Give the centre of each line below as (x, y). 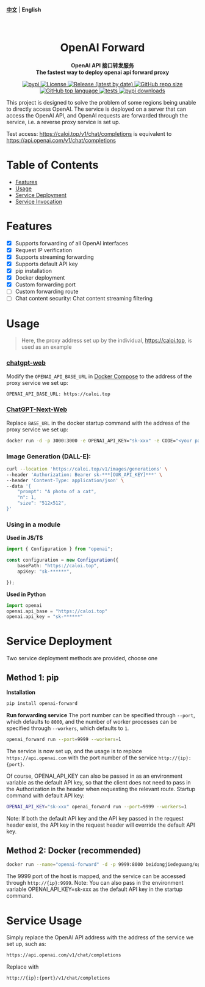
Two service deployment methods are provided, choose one (82, 658)
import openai (24, 605)
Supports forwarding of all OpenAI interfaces (71, 243)
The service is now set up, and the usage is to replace (74, 751)
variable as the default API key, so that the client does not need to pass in (99, 782)
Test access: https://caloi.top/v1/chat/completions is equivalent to (89, 133)
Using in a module (34, 524)
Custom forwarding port (45, 285)
